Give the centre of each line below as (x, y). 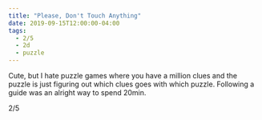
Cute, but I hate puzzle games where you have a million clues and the (123, 76)
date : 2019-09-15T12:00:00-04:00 (64, 23)
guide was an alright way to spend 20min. (77, 92)
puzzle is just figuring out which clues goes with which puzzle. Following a (131, 84)
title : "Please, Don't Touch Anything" (75, 16)
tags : (17, 30)
